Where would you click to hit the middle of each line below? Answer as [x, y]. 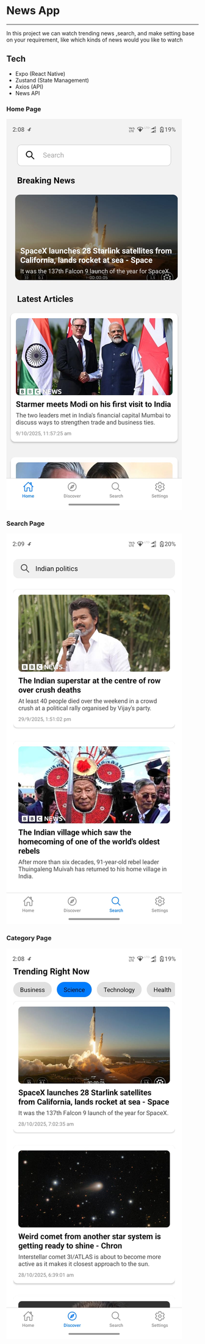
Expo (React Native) [40, 73]
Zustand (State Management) [52, 80]
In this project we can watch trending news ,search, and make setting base [101, 33]
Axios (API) [29, 87]
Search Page [26, 523]
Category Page [29, 938]
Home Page [24, 109]
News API [27, 93]
